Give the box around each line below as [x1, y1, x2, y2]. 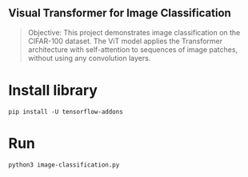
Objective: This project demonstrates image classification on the [27, 27, 241, 37]
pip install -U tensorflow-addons [8, 107, 124, 115]
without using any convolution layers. [27, 53, 151, 62]
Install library [8, 82, 98, 99]
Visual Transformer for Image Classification [8, 6, 232, 20]
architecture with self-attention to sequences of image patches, [27, 44, 238, 54]
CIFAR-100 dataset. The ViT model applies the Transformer [27, 36, 223, 46]
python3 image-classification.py [8, 160, 120, 169]
